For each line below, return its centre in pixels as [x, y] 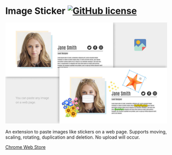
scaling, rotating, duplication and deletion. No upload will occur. [73, 137]
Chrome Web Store [26, 147]
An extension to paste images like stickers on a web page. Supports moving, [86, 131]
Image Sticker [35, 11]
